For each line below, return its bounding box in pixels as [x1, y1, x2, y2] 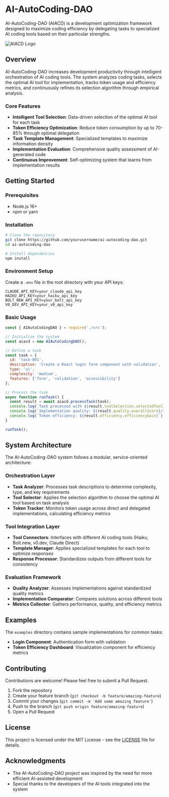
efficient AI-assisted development [12, 775, 83, 781]
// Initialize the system [5, 334, 59, 339]
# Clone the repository [5, 233, 55, 238]
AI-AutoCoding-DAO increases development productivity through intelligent [5, 68, 162, 75]
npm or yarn [12, 208, 38, 214]
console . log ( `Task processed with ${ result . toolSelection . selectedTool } [10, 404, 165, 409]
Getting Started [5, 177, 55, 185]
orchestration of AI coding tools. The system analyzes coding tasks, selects [5, 74, 162, 80]
